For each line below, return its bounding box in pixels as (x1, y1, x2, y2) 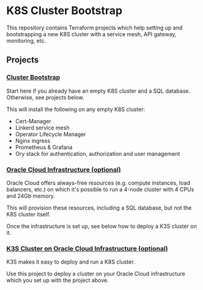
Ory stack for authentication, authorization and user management (15, 150, 180, 157)
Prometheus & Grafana (15, 143, 73, 151)
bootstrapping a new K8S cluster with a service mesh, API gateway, (6, 30, 177, 37)
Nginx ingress (15, 137, 51, 144)
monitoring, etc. (6, 37, 46, 44)
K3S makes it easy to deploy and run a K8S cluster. (6, 258, 135, 265)
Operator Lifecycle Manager (15, 130, 87, 138)
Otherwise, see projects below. (6, 93, 84, 101)
